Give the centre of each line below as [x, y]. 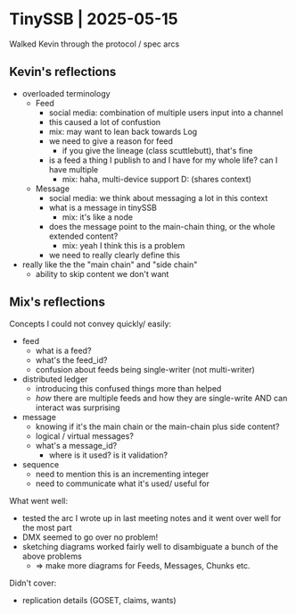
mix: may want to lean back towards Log [123, 131]
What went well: [39, 500]
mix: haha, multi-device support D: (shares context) [157, 179]
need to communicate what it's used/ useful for [122, 484]
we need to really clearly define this [115, 255]
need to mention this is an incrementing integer [122, 474]
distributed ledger [55, 379]
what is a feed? [63, 350]
